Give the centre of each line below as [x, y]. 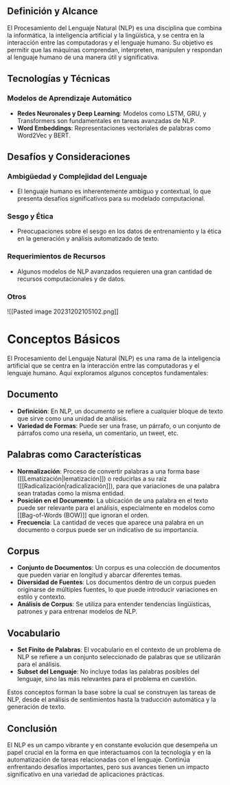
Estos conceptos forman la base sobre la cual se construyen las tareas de [112, 692]
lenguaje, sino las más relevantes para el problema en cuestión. [107, 679]
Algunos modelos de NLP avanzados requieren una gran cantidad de [114, 272]
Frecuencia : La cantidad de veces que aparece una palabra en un [110, 522]
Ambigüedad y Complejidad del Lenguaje [77, 176]
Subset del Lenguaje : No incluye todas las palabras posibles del [108, 672]
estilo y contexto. [42, 597]
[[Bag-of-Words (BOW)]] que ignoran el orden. [83, 515]
